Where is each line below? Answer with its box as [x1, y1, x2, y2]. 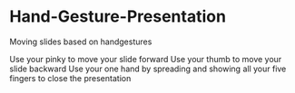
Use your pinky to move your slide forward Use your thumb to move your [9, 53, 282, 64]
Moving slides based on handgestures [9, 36, 152, 47]
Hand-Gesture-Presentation [9, 6, 227, 27]
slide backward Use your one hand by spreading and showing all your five [9, 63, 287, 74]
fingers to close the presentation [9, 72, 132, 83]
